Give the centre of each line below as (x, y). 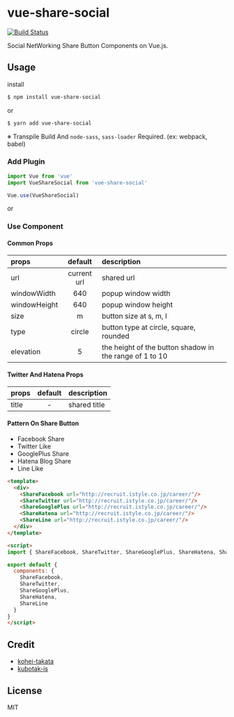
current (80, 273)
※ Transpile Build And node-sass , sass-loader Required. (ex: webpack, (107, 136)
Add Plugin (26, 161)
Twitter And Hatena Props (45, 375)
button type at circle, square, (149, 327)
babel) (16, 143)
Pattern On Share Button (43, 423)
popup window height (138, 304)
